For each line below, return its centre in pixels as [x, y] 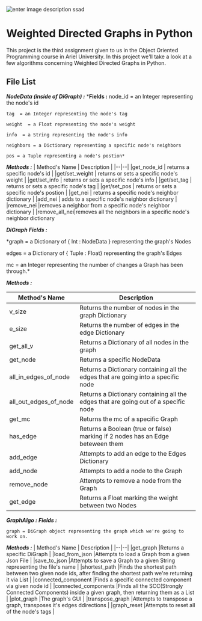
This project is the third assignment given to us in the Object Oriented [92, 50]
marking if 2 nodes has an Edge [124, 436]
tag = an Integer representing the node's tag [67, 114]
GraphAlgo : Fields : [32, 520]
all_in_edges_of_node [40, 377]
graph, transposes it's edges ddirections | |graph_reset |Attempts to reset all [101, 605]
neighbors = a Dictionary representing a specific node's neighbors [94, 145]
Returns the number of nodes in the [129, 308]
